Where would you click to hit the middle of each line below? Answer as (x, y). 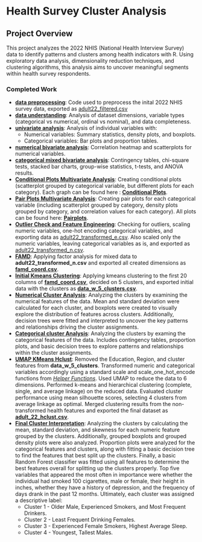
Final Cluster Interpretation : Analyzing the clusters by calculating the (101, 424)
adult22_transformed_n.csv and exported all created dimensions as (100, 263)
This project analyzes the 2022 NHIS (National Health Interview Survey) (95, 48)
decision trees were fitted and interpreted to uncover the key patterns (101, 321)
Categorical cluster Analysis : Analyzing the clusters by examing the (100, 334)
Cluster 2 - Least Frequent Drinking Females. (80, 520)
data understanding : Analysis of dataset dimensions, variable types (100, 115)
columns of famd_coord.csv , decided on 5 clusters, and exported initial (104, 282)
